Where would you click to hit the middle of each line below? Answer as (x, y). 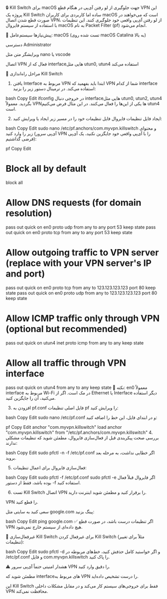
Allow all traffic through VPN (66, 363)
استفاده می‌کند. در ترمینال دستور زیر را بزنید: (54, 89)
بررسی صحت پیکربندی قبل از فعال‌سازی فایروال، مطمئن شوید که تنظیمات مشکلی (82, 438)
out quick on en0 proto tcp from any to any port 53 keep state (69, 232)
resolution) (29, 213)
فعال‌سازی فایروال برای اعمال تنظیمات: (50, 467)
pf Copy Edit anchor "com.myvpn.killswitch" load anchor (64, 427)
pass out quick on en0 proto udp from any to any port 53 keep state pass (81, 227)
